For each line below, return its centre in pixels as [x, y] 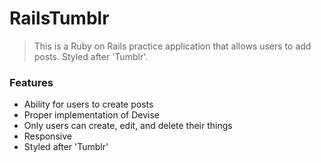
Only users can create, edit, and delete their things [128, 126]
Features [31, 82]
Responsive [47, 136]
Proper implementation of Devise [91, 115]
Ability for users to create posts [88, 104]
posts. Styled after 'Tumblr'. [91, 56]
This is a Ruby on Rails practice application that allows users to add [172, 46]
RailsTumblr [59, 18]
